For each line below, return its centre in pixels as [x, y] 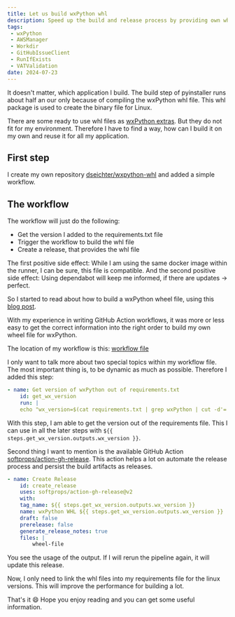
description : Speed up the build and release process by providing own [114, 20]
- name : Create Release [42, 479]
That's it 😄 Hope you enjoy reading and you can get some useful [101, 599]
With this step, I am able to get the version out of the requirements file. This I [117, 423]
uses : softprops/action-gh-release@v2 [76, 492]
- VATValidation [34, 66]
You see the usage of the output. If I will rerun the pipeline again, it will [108, 557]
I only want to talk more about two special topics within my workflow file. [112, 362]
